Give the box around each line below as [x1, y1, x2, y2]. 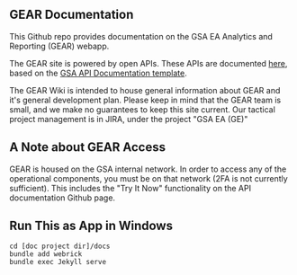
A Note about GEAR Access [9, 139, 166, 155]
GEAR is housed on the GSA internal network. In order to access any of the [9, 164, 287, 174]
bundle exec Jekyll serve [9, 258, 106, 267]
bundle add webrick [9, 250, 83, 259]
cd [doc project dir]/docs [9, 242, 111, 251]
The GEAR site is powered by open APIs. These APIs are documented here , [9, 58, 288, 68]
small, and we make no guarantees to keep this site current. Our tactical [9, 103, 276, 115]
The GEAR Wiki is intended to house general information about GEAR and [9, 84, 281, 95]
